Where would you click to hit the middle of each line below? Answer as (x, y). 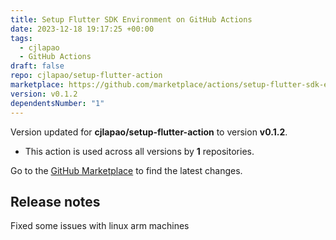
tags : (21, 38)
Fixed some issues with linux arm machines (100, 226)
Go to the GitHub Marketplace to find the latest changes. (126, 170)
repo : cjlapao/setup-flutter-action (86, 76)
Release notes (55, 201)
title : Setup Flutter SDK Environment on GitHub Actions (131, 19)
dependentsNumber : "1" (57, 103)
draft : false (37, 66)
